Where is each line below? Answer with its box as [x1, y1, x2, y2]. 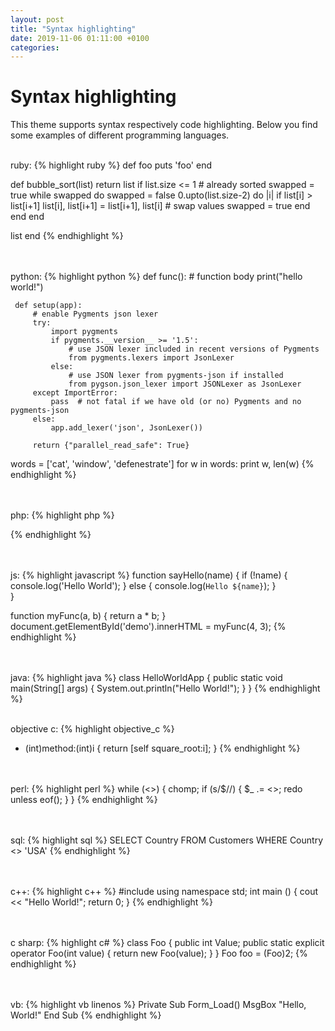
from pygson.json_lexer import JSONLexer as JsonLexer [68, 379, 302, 390]
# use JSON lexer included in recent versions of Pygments [68, 344, 320, 355]
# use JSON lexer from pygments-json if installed [68, 371, 284, 381]
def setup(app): [14, 301, 83, 311]
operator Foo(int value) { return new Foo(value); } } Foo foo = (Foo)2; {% [10, 947, 308, 960]
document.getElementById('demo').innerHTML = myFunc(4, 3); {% [10, 621, 287, 633]
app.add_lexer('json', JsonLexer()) [50, 423, 203, 433]
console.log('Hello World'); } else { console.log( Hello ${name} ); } [10, 580, 277, 592]
